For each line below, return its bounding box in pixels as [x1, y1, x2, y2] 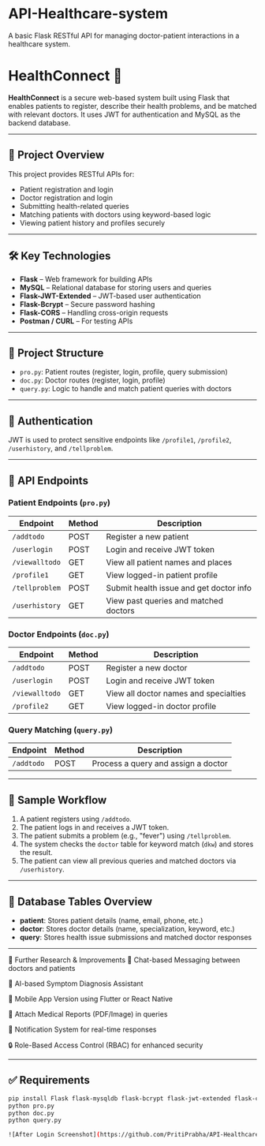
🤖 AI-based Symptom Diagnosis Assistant [8, 979, 144, 988]
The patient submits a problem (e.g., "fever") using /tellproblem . [19, 831, 231, 841]
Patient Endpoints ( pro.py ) [8, 498, 110, 509]
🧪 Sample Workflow [8, 793, 107, 807]
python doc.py [8, 1109, 55, 1117]
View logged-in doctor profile [106, 701, 217, 712]
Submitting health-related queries [19, 201, 129, 211]
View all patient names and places [106, 557, 233, 568]
